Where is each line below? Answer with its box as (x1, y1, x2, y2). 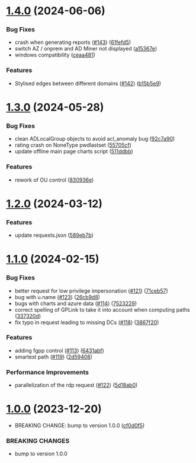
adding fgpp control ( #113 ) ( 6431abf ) (14, 347, 105, 354)
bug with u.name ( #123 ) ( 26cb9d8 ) (14, 293, 101, 300)
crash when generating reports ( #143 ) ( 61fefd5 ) (14, 39, 131, 46)
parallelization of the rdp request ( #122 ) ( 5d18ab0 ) (14, 382, 138, 389)
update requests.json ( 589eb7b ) (14, 231, 94, 239)
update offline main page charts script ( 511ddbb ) (14, 148, 133, 155)
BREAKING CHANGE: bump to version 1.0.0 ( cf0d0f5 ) (14, 422, 145, 429)
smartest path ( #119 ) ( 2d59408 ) (14, 353, 93, 360)
